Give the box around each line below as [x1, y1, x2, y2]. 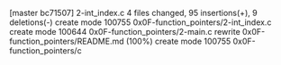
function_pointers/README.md [9, 36, 124, 46]
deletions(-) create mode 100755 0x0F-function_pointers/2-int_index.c [9, 17, 272, 28]
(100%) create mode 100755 [125, 36, 231, 46]
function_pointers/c [9, 45, 83, 56]
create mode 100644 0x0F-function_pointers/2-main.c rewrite [9, 27, 240, 37]
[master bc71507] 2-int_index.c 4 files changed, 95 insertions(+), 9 [9, 8, 258, 18]
